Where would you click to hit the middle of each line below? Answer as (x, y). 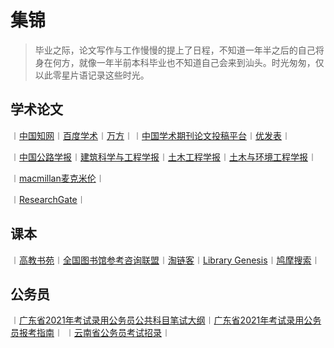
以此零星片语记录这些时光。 (92, 75)
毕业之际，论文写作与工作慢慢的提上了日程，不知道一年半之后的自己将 (179, 50)
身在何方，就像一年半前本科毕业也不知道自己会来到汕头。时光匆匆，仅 (179, 62)
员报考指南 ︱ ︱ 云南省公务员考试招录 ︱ (90, 333)
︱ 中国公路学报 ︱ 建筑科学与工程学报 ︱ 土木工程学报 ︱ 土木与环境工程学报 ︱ (163, 157)
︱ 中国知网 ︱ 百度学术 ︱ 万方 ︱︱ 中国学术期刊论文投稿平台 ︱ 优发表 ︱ (150, 135)
